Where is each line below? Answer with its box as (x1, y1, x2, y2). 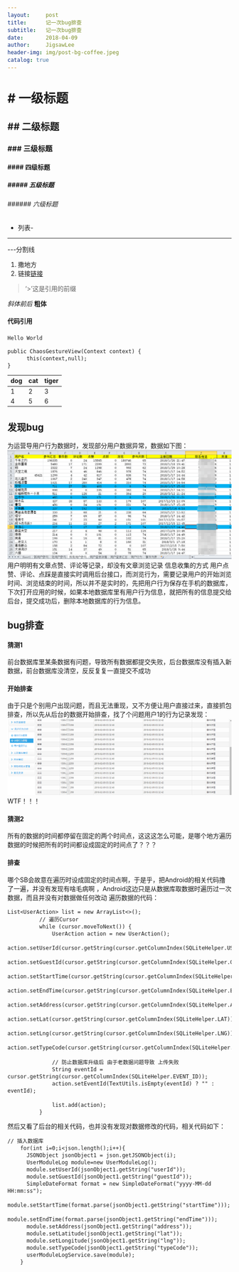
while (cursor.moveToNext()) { (38, 923, 132, 930)
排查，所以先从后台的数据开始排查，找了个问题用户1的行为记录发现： (7, 710, 210, 719)
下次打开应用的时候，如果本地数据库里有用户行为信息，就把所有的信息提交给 (7, 587, 232, 596)
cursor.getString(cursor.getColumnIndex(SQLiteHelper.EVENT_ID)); (7, 1073, 208, 1080)
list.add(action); (52, 1101, 107, 1108)
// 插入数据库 (7, 1137, 44, 1145)
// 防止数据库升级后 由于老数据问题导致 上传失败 (52, 1058, 179, 1066)
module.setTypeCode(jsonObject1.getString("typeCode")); (26, 1244, 199, 1251)
